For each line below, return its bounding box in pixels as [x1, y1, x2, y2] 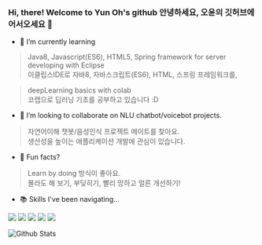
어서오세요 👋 [8, 18, 53, 29]
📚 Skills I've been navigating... [19, 195, 120, 204]
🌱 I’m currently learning [19, 37, 96, 46]
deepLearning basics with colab [27, 86, 131, 95]
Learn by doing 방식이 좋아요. [27, 169, 121, 178]
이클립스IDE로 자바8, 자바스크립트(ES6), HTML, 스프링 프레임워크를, [27, 70, 238, 79]
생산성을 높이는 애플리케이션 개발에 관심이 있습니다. [27, 137, 186, 146]
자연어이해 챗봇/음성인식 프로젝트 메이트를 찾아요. [27, 127, 179, 137]
